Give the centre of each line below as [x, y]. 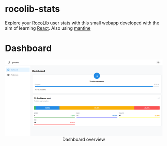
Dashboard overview [84, 139]
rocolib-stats [33, 9]
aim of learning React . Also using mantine [48, 28]
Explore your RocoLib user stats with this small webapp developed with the [82, 23]
